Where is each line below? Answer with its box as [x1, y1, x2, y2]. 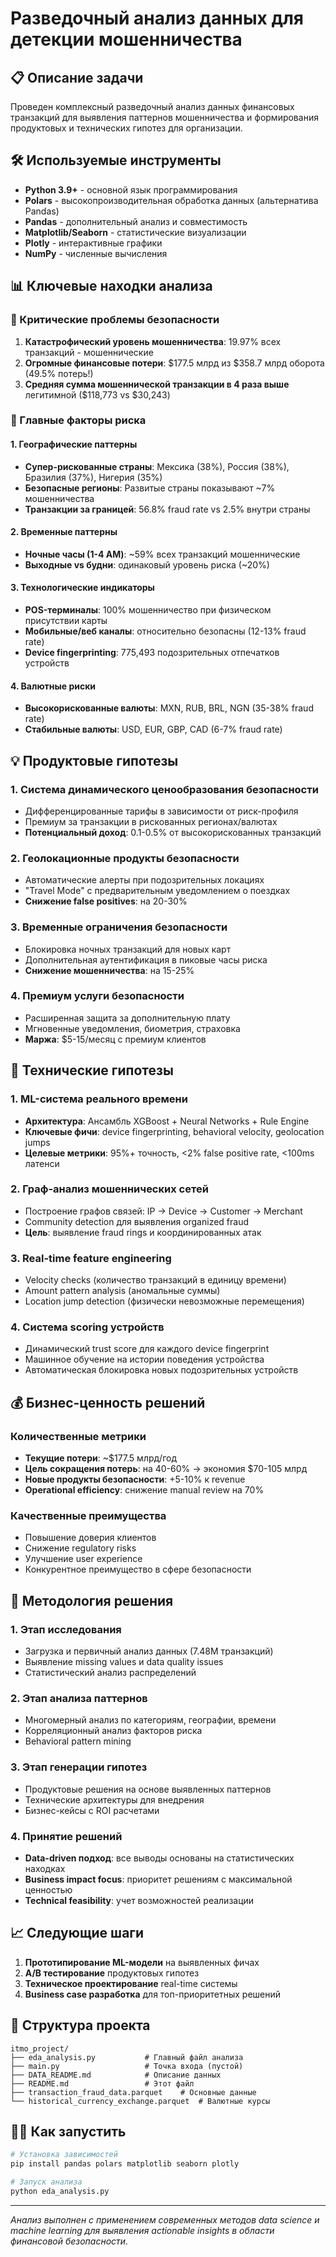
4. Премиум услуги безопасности [10, 989, 185, 1003]
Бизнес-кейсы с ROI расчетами [24, 1804, 160, 1816]
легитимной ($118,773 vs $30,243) [24, 388, 171, 401]
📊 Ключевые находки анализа [10, 278, 213, 295]
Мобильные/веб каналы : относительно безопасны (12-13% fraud [24, 625, 307, 637]
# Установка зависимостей [10, 2150, 118, 2160]
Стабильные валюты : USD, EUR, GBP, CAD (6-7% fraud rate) [24, 723, 283, 736]
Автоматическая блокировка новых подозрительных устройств [24, 1364, 299, 1376]
